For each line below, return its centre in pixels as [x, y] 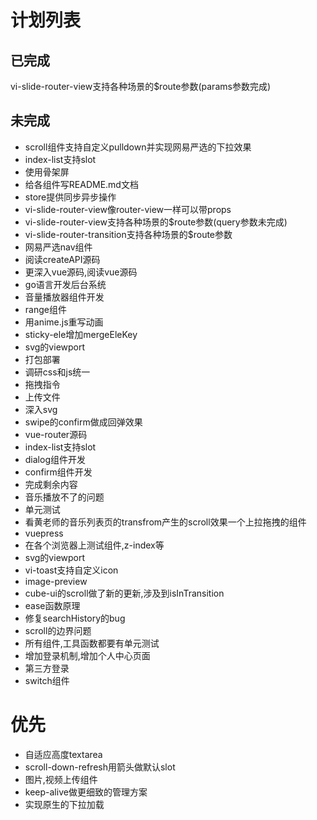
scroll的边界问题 [58, 630]
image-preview [56, 581]
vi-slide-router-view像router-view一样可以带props [128, 209]
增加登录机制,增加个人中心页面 [87, 655]
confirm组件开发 [58, 472]
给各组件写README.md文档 [81, 184]
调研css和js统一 [57, 372]
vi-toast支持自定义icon [71, 570]
